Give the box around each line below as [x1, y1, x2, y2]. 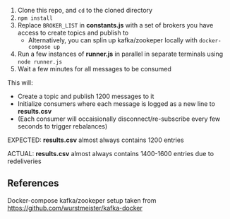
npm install [17, 15, 53, 22]
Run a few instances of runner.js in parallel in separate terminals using [17, 49, 224, 58]
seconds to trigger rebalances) [17, 122, 108, 130]
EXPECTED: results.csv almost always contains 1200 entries [7, 136, 185, 144]
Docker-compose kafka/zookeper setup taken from [7, 196, 157, 204]
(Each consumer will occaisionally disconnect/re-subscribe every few [17, 114, 221, 123]
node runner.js [17, 59, 63, 66]
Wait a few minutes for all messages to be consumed [17, 65, 171, 73]
